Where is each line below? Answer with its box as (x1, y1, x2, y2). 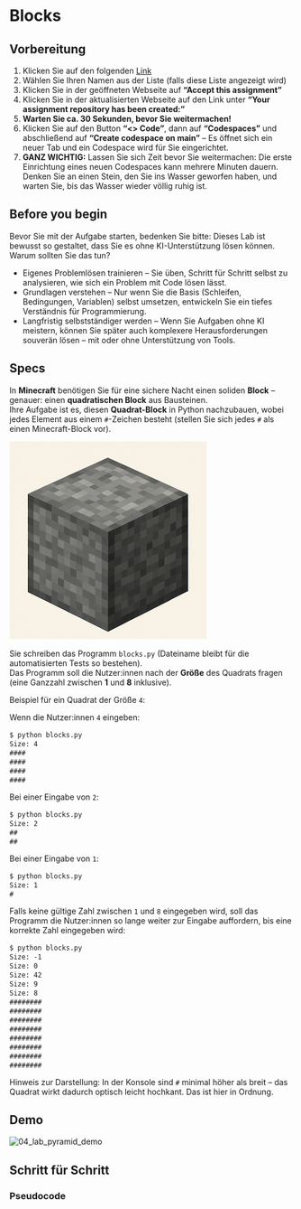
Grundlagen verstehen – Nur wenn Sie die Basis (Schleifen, (22, 286, 242, 297)
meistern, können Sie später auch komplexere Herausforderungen (22, 324, 269, 335)
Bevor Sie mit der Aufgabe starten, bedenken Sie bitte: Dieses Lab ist (9, 230, 266, 241)
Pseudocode (9, 1189, 66, 1202)
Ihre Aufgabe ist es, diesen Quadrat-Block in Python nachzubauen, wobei (9, 404, 284, 415)
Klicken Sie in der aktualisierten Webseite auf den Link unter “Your (22, 94, 270, 105)
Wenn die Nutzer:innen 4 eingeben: (9, 711, 141, 723)
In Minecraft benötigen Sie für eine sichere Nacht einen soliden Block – (9, 385, 276, 396)
